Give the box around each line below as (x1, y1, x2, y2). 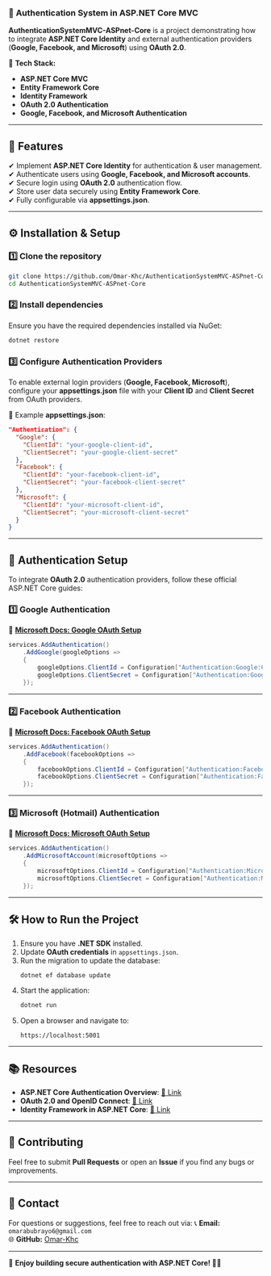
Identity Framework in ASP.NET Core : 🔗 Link (19, 1105, 171, 1114)
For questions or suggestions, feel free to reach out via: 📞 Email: (8, 1218, 220, 1228)
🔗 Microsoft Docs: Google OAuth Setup (8, 625, 142, 635)
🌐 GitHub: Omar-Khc (8, 1234, 79, 1244)
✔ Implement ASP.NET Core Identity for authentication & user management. (8, 161, 262, 170)
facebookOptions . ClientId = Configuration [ (37, 765, 186, 774)
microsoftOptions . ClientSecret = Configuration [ (37, 874, 204, 883)
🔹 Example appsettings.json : (8, 410, 106, 420)
